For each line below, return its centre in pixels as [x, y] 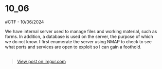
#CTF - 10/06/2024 [25, 22]
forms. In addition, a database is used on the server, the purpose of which [79, 36]
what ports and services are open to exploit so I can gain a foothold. [73, 47]
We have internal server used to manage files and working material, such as [81, 31]
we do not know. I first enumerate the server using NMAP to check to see [79, 41]
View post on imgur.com [41, 61]
